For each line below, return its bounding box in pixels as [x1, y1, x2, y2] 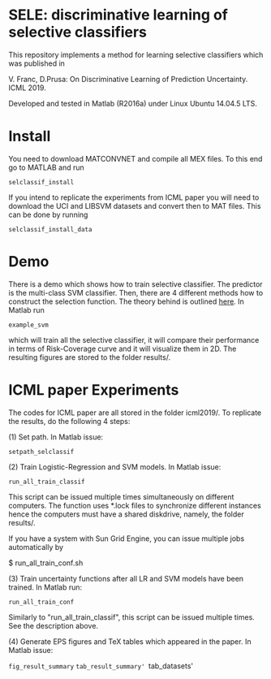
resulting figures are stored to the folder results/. [8, 352, 171, 362]
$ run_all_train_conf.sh [8, 558, 84, 568]
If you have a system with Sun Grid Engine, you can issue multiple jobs [8, 534, 245, 543]
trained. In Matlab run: [8, 582, 83, 592]
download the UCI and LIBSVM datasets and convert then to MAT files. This [8, 201, 261, 210]
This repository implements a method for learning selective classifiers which [8, 50, 264, 59]
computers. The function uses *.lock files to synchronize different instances [8, 500, 261, 510]
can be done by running [8, 210, 88, 219]
